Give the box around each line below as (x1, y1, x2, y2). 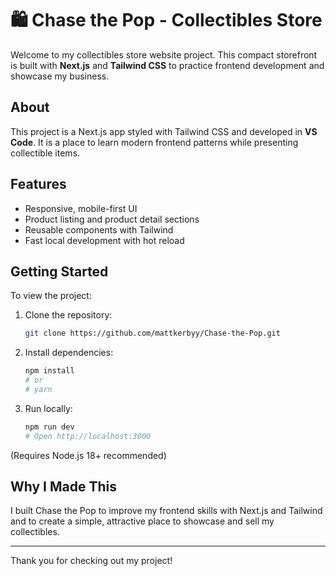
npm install (24, 366, 75, 376)
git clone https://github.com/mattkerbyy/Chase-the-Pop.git (24, 328, 281, 339)
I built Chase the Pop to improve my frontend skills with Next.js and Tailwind (10, 505, 323, 517)
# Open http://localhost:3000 (24, 431, 152, 441)
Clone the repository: (24, 309, 113, 321)
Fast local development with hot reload (24, 234, 185, 246)
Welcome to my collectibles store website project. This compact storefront (10, 48, 318, 61)
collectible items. (10, 147, 81, 159)
